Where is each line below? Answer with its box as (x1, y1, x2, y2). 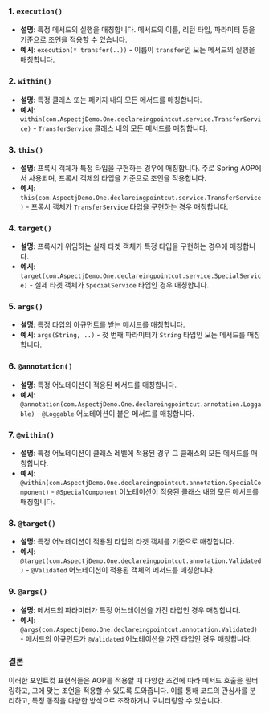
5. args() (8, 301, 43, 312)
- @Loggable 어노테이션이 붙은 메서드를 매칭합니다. (36, 408, 194, 418)
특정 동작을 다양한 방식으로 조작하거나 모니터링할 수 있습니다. (31, 695, 222, 705)
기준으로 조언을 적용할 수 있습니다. (19, 35, 128, 45)
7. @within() (8, 429, 55, 440)
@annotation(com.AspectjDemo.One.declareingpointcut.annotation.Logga (19, 400, 262, 409)
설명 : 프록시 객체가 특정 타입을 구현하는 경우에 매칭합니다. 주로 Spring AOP (19, 163, 255, 173)
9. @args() (8, 586, 48, 597)
